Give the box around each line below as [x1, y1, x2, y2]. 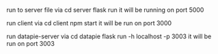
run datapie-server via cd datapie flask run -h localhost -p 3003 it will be [6, 32, 212, 40]
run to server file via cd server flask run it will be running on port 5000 [6, 6, 204, 14]
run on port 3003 [6, 40, 55, 47]
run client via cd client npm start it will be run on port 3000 [6, 19, 172, 27]
